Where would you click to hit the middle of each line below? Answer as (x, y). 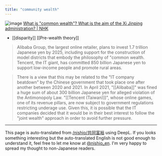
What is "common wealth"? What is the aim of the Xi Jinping (83, 23)
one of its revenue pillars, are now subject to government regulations (85, 102)
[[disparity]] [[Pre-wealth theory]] (45, 38)
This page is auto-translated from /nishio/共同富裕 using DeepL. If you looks (81, 132)
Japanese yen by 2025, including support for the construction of (81, 52)
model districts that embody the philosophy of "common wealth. (81, 57)
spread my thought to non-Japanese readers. (50, 148)
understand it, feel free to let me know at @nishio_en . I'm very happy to (76, 143)
